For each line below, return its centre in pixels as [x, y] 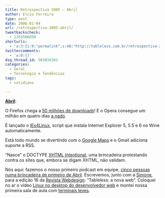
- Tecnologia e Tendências [37, 74]
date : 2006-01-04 [23, 23]
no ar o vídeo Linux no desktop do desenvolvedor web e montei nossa [76, 185]
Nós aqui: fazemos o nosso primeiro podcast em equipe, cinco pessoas [78, 170]
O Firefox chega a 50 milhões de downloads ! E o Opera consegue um [75, 111]
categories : [17, 64]
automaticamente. [23, 130]
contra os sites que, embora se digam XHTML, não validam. [66, 160]
